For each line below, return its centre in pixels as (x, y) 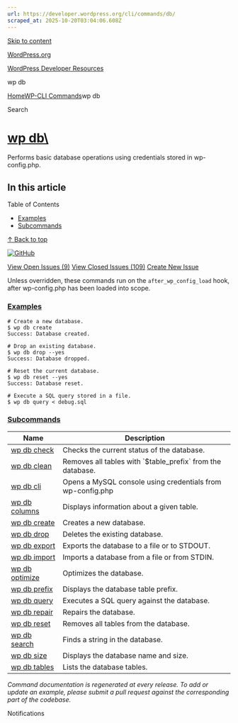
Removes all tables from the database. (126, 623)
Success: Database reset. (45, 383)
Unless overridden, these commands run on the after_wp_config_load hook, (119, 281)
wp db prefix (32, 589)
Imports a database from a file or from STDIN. (138, 557)
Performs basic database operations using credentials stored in (100, 157)
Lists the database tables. (105, 667)
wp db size (29, 655)
